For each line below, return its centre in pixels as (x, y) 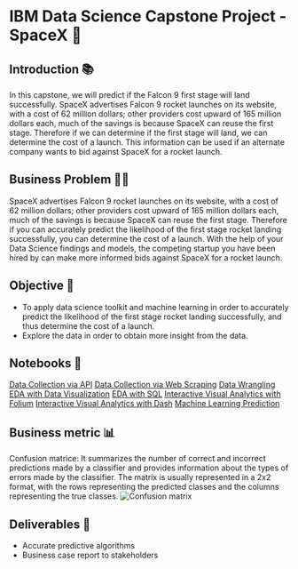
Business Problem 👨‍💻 (70, 180)
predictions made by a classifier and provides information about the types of (149, 468)
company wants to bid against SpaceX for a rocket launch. (116, 152)
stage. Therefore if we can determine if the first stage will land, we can (138, 132)
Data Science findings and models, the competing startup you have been (142, 248)
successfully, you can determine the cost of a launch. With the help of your (146, 238)
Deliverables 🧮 (50, 524)
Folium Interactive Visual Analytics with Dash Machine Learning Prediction (145, 404)
